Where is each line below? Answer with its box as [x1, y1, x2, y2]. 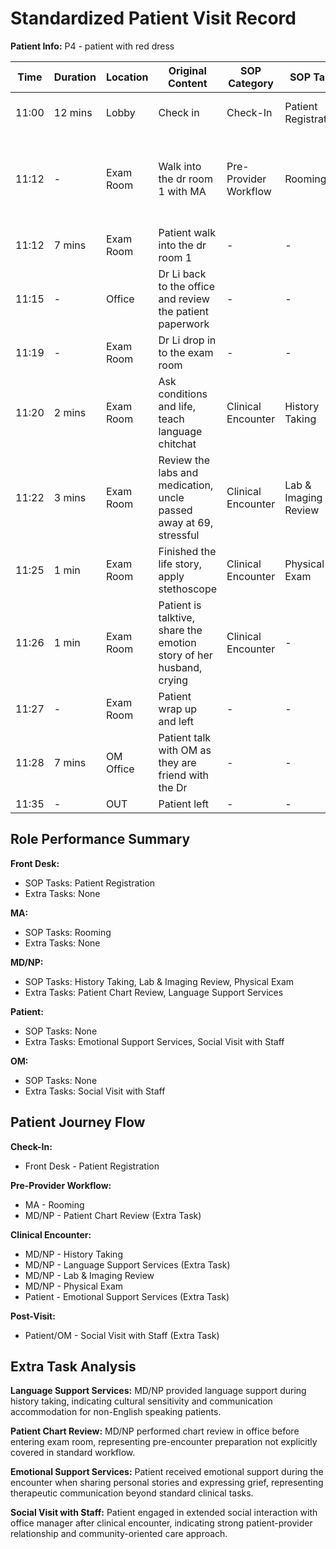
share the [158, 623, 203, 637]
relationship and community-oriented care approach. [10, 1528, 228, 1540]
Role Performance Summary [10, 831, 191, 848]
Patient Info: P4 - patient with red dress [10, 40, 175, 52]
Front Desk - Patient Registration [24, 1160, 160, 1172]
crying [158, 673, 189, 687]
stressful [158, 528, 200, 542]
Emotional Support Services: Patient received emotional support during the [10, 1466, 324, 1478]
